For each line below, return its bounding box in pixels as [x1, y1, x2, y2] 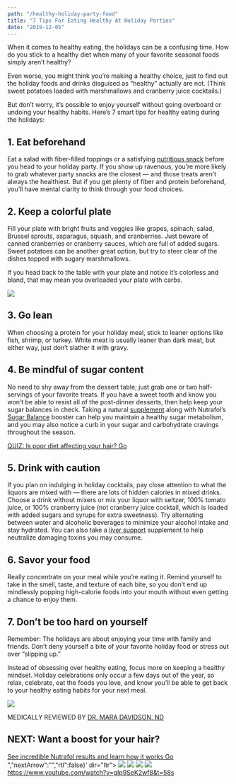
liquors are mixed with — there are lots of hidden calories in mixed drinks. [7, 488, 222, 496]
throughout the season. [7, 428, 76, 436]
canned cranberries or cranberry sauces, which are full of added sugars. [7, 239, 220, 248]
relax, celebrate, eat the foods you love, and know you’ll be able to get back [7, 678, 228, 687]
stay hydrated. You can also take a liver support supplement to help [7, 525, 203, 535]
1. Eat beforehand [7, 136, 86, 148]
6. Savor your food [7, 554, 90, 566]
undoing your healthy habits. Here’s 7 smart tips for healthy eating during [7, 108, 220, 117]
